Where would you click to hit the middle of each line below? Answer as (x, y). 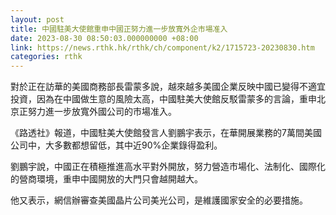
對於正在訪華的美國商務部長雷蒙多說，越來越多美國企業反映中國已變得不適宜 (168, 87)
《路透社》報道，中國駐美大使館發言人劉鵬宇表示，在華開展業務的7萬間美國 (166, 133)
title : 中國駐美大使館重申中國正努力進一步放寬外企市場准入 (119, 29)
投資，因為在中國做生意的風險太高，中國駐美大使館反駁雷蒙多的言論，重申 (163, 99)
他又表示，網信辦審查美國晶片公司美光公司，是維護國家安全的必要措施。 (159, 200)
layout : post (37, 19)
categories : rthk (46, 57)
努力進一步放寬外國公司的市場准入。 (102, 112)
